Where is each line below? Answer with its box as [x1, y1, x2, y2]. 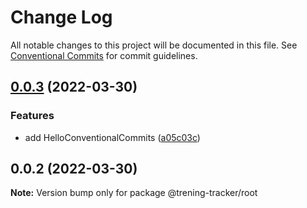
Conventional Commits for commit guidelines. [10, 49, 198, 61]
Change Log [10, 6, 113, 29]
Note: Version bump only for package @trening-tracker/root [10, 187, 258, 199]
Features [10, 109, 55, 123]
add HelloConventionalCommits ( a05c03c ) [24, 131, 201, 143]
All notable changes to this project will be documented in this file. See [10, 39, 298, 51]
